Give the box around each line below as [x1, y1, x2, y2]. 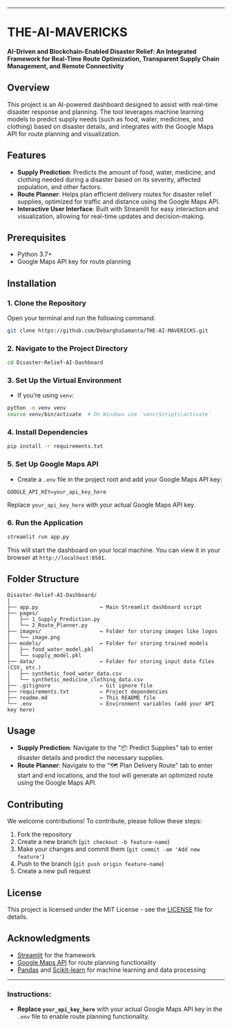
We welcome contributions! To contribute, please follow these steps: [7, 817, 202, 825]
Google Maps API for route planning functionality [17, 958, 157, 966]
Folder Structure [7, 574, 79, 585]
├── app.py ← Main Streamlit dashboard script [7, 603, 202, 611]
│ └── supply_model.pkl [7, 652, 81, 659]
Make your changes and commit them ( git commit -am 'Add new [17, 845, 200, 853]
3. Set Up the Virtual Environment [7, 375, 122, 385]
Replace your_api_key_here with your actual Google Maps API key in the [17, 1005, 223, 1013]
